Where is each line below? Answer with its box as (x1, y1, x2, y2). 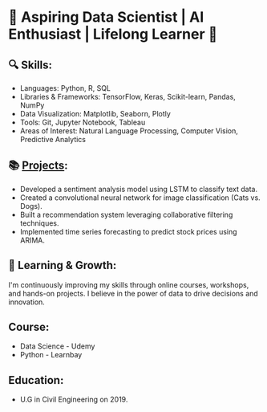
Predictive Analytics (19, 135, 87, 144)
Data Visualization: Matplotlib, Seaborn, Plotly (19, 109, 171, 118)
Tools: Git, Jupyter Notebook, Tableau (19, 117, 146, 127)
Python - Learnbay (19, 350, 83, 360)
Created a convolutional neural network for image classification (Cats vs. (19, 193, 261, 202)
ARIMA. (19, 235, 46, 245)
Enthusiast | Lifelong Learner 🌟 (8, 25, 218, 43)
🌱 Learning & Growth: (8, 259, 117, 272)
